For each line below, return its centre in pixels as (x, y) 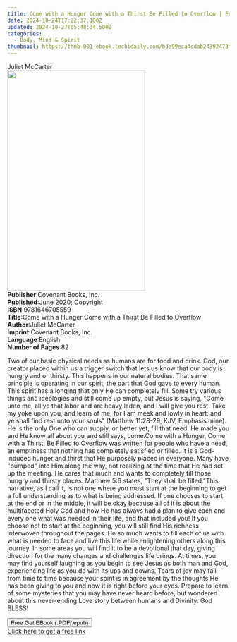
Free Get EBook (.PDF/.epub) (50, 623)
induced (19, 458)
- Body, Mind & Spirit (47, 40)
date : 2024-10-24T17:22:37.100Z (55, 20)
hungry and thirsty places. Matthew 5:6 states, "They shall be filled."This (113, 481)
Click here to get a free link (47, 631)
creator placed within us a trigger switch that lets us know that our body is (115, 368)
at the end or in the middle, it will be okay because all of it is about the (109, 503)
